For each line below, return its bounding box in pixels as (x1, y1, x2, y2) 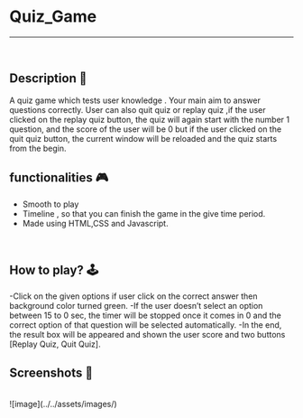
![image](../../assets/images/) (9, 399, 117, 410)
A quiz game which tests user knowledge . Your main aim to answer (9, 95, 262, 106)
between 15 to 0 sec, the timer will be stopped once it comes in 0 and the (9, 310, 281, 321)
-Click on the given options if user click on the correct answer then (9, 291, 258, 302)
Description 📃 (9, 70, 87, 87)
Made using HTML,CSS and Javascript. (22, 218, 169, 228)
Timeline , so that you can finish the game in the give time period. (22, 208, 266, 218)
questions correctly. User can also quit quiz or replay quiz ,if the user (9, 104, 266, 115)
